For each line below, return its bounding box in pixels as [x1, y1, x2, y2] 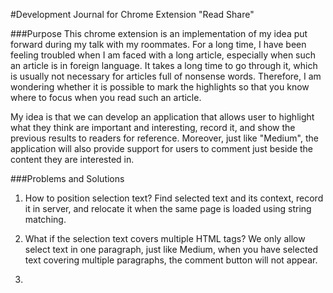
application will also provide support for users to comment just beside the [10, 143, 314, 154]
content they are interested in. [10, 154, 135, 165]
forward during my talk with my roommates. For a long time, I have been [10, 39, 307, 50]
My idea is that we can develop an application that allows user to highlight [10, 111, 315, 123]
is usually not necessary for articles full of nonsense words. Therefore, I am [10, 70, 322, 82]
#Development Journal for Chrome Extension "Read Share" [10, 9, 255, 20]
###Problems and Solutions [10, 173, 125, 184]
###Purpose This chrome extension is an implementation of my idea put [10, 28, 308, 39]
